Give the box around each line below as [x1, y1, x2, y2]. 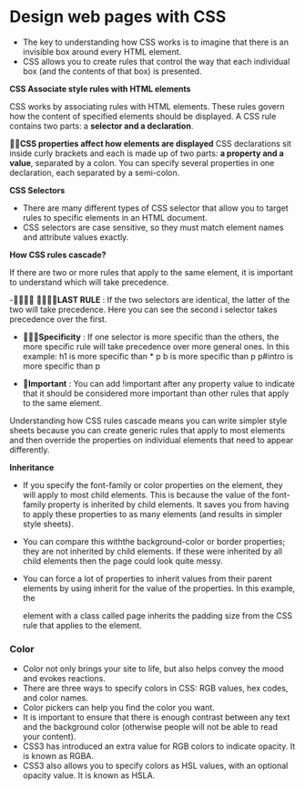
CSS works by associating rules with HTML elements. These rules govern [9, 100, 285, 111]
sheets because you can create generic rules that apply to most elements [9, 424, 285, 435]
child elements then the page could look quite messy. [22, 555, 223, 567]
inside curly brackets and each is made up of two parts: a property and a [9, 148, 284, 159]
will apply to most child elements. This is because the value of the [22, 489, 270, 500]
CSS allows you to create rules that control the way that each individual [22, 56, 290, 67]
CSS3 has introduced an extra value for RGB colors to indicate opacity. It [22, 741, 296, 752]
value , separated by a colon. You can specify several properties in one [9, 157, 275, 168]
